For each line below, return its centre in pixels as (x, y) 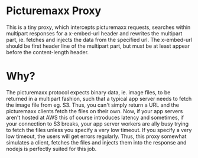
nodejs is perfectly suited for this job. (51, 149)
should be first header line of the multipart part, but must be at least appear (98, 46)
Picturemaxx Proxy (54, 11)
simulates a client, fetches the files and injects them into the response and (96, 142)
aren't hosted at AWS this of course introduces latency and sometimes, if (95, 117)
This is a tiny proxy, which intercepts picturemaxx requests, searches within (98, 27)
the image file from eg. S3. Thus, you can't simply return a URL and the (92, 105)
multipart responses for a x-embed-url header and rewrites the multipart (94, 33)
